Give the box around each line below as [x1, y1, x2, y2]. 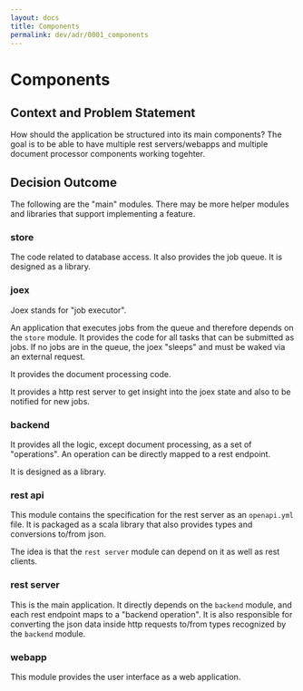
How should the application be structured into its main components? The [10, 129, 282, 141]
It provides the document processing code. [10, 368, 171, 379]
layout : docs [10, 13, 60, 23]
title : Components [10, 22, 80, 31]
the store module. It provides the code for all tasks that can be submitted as [10, 332, 295, 343]
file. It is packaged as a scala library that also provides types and [10, 519, 253, 530]
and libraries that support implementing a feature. [10, 209, 196, 219]
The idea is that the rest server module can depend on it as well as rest [10, 546, 280, 558]
